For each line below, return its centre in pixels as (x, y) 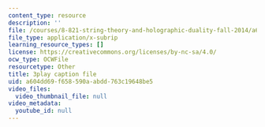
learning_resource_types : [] (56, 45)
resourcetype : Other (42, 67)
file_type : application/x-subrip (63, 37)
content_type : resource (47, 15)
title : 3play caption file (52, 74)
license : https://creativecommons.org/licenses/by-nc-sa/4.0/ (112, 52)
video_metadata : (35, 103)
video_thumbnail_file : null (62, 96)
